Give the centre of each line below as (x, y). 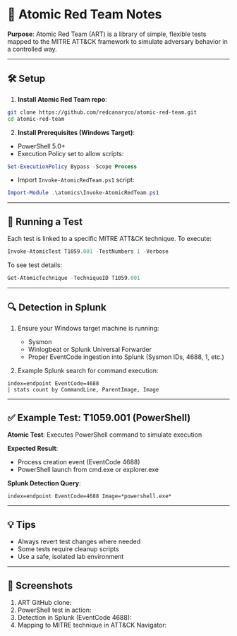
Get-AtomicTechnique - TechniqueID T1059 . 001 (74, 278)
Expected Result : (33, 449)
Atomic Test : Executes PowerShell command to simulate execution (105, 435)
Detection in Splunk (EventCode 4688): (74, 618)
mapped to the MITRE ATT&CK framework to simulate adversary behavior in (117, 41)
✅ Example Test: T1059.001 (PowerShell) (99, 418)
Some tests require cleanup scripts (68, 549)
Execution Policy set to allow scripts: (71, 153)
